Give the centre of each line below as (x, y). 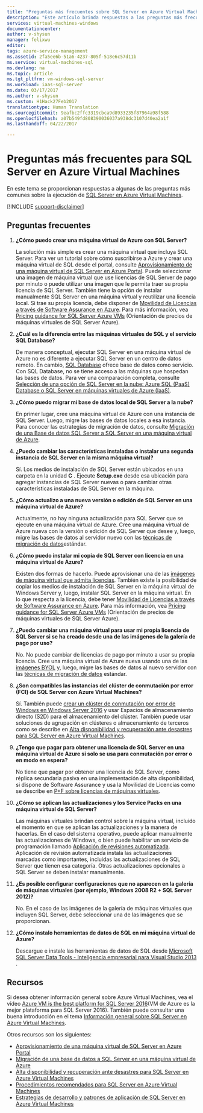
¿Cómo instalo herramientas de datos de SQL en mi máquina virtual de (105, 933)
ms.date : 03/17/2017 (33, 90)
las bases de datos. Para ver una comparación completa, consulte (98, 377)
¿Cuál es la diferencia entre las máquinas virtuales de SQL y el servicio (106, 334)
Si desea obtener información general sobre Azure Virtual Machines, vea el (100, 997)
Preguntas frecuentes (49, 226)
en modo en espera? (42, 760)
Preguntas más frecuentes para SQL (99, 159)
